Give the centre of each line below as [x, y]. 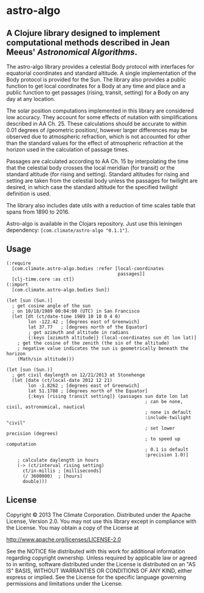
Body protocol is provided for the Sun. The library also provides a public [96, 79]
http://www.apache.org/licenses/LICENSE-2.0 [64, 539]
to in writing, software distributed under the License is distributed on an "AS [101, 564]
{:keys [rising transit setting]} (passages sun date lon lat [108, 396]
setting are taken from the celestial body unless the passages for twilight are [102, 181]
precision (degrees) [32, 433]
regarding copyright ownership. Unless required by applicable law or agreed [102, 558]
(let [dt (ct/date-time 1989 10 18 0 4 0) [66, 316]
